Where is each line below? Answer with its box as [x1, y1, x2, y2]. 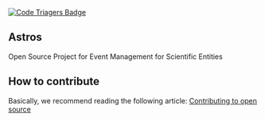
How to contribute [8, 75, 100, 88]
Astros [8, 30, 42, 44]
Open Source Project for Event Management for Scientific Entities [8, 52, 223, 61]
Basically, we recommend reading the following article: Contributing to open [8, 96, 257, 105]
